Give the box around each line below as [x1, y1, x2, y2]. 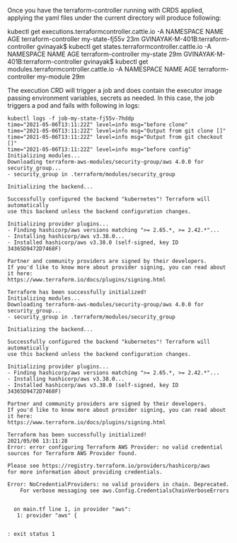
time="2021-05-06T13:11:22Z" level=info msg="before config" [7, 146, 192, 153]
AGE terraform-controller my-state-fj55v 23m [7, 35, 140, 43]
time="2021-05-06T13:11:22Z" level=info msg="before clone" [7, 121, 189, 128]
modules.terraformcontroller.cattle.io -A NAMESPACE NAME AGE [7, 65, 197, 73]
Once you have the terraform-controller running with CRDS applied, [7, 6, 204, 14]
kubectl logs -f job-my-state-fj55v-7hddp [7, 115, 134, 122]
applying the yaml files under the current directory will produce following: [7, 13, 221, 22]
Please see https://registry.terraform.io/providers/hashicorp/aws [7, 462, 211, 469]
